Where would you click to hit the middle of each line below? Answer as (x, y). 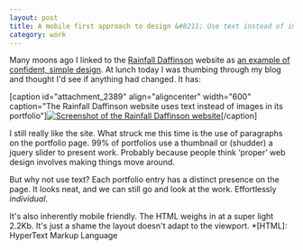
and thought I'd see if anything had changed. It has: (105, 79)
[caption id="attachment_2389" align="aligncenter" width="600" (130, 97)
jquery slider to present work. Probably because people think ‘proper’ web (147, 153)
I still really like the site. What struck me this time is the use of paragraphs (146, 134)
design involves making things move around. (92, 162)
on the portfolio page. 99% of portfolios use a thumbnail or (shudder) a (141, 143)
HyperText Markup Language (64, 236)
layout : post (34, 18)
